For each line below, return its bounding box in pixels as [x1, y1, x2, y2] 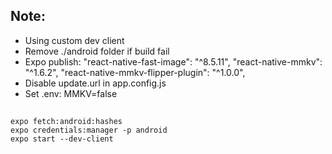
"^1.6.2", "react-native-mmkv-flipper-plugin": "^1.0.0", [24, 66, 246, 78]
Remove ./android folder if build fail [24, 45, 170, 57]
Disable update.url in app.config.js [24, 77, 167, 89]
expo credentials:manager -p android [10, 125, 168, 136]
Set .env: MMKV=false [24, 87, 118, 99]
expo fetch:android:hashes [10, 117, 123, 127]
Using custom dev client [24, 34, 125, 46]
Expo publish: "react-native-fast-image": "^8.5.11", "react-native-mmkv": [24, 55, 323, 68]
